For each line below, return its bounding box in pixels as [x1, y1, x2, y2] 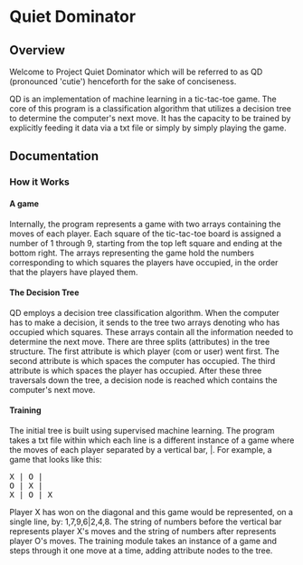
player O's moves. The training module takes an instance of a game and [9, 535, 278, 546]
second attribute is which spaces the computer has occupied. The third [9, 355, 276, 366]
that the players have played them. [9, 266, 138, 277]
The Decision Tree [9, 287, 80, 298]
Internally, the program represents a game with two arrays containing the [9, 218, 281, 229]
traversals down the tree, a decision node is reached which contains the [9, 374, 278, 386]
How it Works [9, 176, 70, 188]
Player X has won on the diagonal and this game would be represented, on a [9, 506, 294, 517]
